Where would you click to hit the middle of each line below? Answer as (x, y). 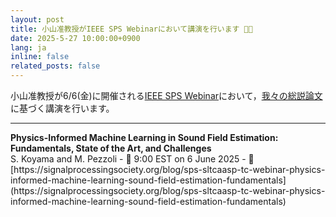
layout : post (37, 19)
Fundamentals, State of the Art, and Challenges (111, 148)
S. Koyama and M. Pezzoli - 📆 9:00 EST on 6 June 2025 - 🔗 (132, 159)
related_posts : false (55, 66)
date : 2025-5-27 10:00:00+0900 (75, 38)
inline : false (40, 57)
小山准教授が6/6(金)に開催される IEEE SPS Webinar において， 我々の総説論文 (166, 95)
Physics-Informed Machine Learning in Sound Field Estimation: (144, 137)
